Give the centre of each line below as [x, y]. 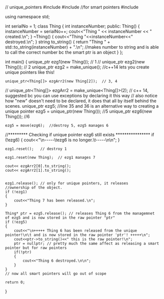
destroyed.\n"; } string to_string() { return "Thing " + [58, 42]
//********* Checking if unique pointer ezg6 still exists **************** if [80, 135]
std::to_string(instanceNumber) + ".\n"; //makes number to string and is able [82, 47]
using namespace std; [27, 16]
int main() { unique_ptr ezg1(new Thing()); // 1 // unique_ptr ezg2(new [75, 62]
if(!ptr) [23, 252]
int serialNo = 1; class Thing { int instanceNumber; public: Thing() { [72, 26]
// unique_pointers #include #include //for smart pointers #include [72, 7]
